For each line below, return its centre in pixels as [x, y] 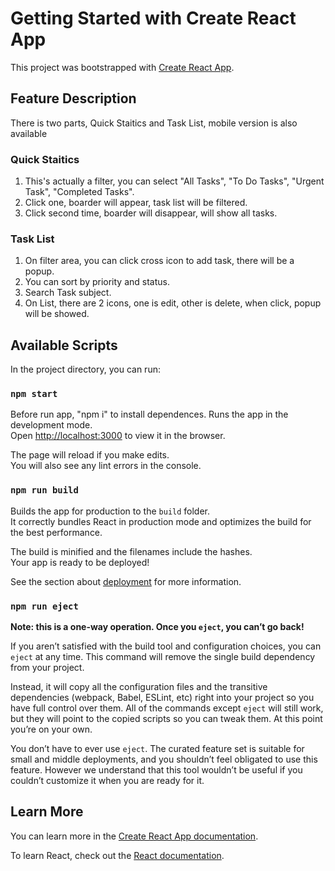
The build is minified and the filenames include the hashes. [131, 551]
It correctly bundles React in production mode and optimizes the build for [161, 521]
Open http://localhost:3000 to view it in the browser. [118, 436]
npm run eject [44, 606]
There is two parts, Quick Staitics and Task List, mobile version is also [154, 123]
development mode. [51, 425]
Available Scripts [64, 345]
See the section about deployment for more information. [126, 581]
